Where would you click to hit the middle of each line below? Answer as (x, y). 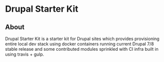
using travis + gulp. (25, 54)
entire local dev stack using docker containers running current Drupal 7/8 (80, 44)
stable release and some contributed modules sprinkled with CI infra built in (82, 49)
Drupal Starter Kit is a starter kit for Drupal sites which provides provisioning (82, 39)
